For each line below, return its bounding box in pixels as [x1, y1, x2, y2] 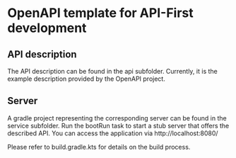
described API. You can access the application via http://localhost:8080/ [7, 129, 218, 137]
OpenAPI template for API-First [7, 5, 194, 21]
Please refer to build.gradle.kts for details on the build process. [7, 142, 191, 151]
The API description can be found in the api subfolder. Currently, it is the [7, 67, 218, 75]
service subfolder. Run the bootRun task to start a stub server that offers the [7, 121, 230, 130]
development [7, 20, 87, 36]
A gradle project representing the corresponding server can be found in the [7, 113, 228, 122]
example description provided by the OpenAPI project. [7, 74, 166, 83]
